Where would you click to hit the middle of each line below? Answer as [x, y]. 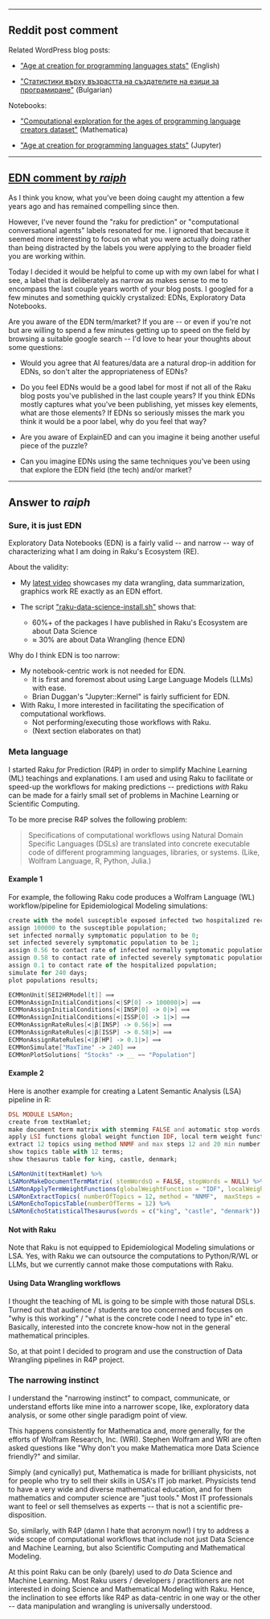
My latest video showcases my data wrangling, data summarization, [132, 583]
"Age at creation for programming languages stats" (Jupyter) [121, 145]
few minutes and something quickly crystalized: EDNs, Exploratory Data [127, 297]
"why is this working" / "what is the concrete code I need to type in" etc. [128, 1318]
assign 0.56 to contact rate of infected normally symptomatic [117, 951]
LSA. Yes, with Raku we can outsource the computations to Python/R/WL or [133, 1256]
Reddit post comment [63, 30]
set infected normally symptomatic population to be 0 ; [104, 935]
